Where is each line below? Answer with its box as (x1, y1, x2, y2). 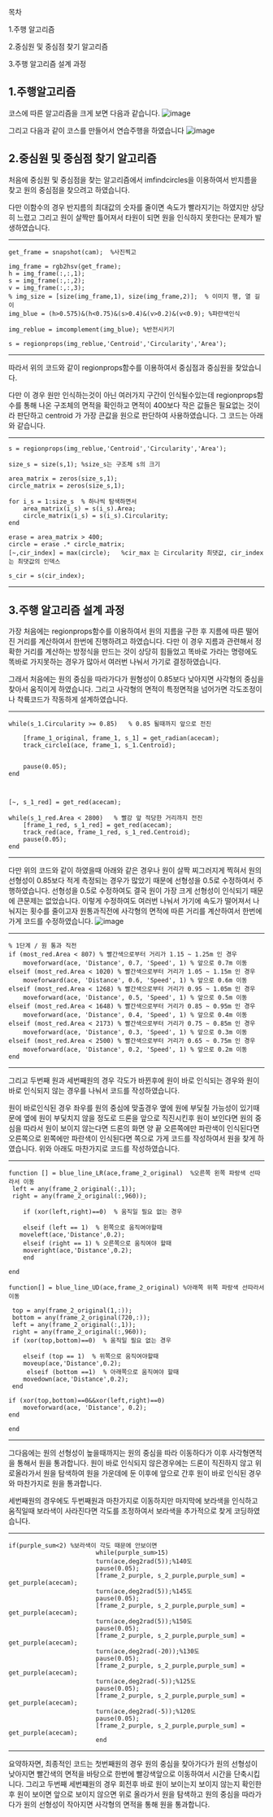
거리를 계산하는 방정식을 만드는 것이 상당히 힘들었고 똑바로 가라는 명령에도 (23, 646, 258, 657)
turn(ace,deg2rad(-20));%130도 (95, 1648, 201, 1656)
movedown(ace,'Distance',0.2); (23, 1375, 129, 1384)
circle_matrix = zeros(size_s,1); (8, 481, 126, 490)
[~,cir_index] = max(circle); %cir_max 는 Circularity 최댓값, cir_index (8, 549, 264, 557)
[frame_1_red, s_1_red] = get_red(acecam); (23, 821, 173, 830)
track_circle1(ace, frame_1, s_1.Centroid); (23, 742, 176, 750)
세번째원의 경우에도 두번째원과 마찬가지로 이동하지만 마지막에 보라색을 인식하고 (8, 1496, 258, 1506)
